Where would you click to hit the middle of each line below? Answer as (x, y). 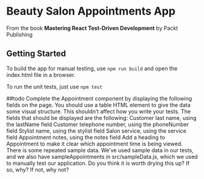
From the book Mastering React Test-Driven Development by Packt (92, 28)
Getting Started (36, 54)
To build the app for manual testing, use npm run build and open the (92, 68)
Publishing (19, 34)
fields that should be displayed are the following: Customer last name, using (101, 118)
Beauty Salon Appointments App (91, 11)
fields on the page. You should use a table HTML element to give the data (98, 105)
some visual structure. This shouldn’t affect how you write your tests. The (99, 111)
